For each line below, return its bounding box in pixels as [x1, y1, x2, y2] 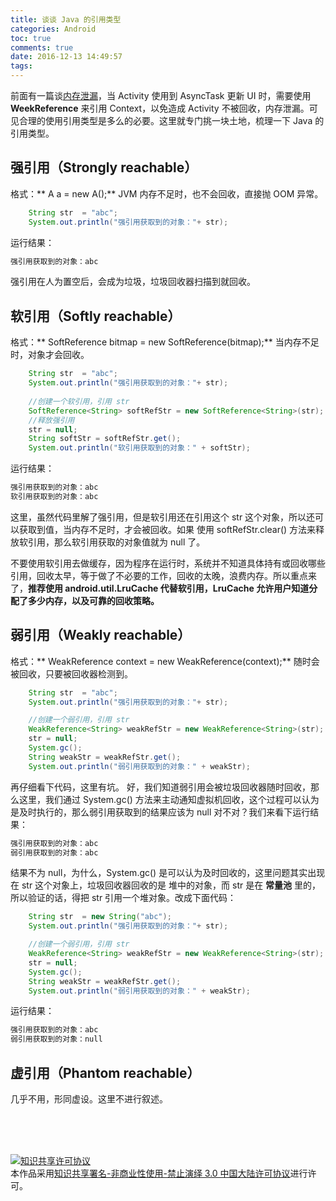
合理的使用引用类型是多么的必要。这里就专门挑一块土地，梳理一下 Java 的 [18, 115, 325, 126]
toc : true [10, 33, 52, 43]
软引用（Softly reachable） [10, 307, 182, 325]
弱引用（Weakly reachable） [10, 627, 192, 644]
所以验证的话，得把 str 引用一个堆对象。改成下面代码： [10, 892, 237, 904]
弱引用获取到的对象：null [10, 1034, 103, 1045]
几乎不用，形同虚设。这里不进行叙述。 [10, 1093, 168, 1105]
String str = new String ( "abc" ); [28, 912, 172, 922]
